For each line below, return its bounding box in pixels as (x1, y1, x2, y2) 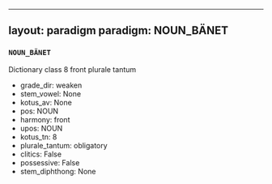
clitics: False (19, 149, 62, 159)
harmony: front (19, 114, 70, 124)
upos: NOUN (19, 123, 63, 133)
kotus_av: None (19, 97, 73, 107)
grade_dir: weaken (19, 80, 83, 90)
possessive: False (19, 157, 80, 167)
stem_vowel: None (19, 88, 82, 98)
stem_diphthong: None (19, 166, 96, 176)
